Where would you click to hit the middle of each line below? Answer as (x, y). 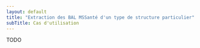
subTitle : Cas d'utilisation (43, 23)
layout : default (26, 12)
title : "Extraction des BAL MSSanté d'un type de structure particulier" (101, 17)
